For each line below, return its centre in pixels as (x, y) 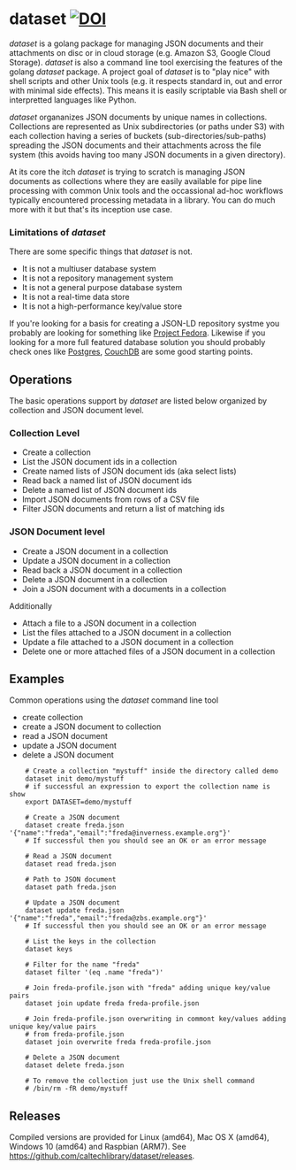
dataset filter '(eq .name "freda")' (95, 973)
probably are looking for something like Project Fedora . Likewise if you (137, 333)
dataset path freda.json (71, 888)
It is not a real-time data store (76, 297)
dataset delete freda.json (75, 1066)
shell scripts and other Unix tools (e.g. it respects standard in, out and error (146, 81)
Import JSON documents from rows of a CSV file (110, 499)
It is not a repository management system (98, 278)
